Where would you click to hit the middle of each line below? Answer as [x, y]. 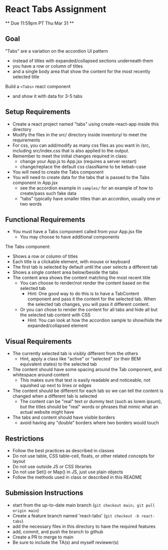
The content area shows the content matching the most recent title [81, 278]
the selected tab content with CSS [55, 315]
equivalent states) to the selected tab [58, 364]
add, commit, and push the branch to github [58, 531]
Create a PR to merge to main [43, 537]
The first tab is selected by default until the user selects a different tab [85, 267]
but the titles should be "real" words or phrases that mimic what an [89, 407]
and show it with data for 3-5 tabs [47, 96]
